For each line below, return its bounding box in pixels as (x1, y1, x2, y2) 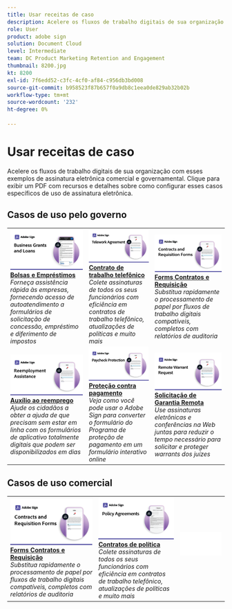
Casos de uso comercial (7, 478, 113, 489)
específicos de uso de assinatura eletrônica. (7, 189, 133, 197)
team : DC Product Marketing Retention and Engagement (7, 55, 166, 62)
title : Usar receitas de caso (7, 11, 95, 18)
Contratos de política (98, 540, 161, 549)
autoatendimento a (10, 300, 64, 309)
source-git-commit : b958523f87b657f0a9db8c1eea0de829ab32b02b (7, 84, 190, 91)
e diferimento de (10, 329, 57, 338)
